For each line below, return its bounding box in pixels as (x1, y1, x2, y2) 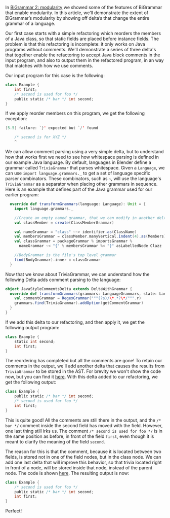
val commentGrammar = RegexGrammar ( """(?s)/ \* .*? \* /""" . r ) (14, 296, 142, 301)
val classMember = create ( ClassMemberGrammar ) (14, 220, 114, 225)
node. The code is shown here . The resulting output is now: (5, 470, 130, 476)
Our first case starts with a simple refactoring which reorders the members (5, 30, 161, 36)
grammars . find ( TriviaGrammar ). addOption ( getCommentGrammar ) (14, 300, 144, 306)
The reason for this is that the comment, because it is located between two (5, 448, 162, 455)
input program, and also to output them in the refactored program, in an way (5, 57, 164, 63)
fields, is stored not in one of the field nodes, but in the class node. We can (5, 454, 161, 460)
